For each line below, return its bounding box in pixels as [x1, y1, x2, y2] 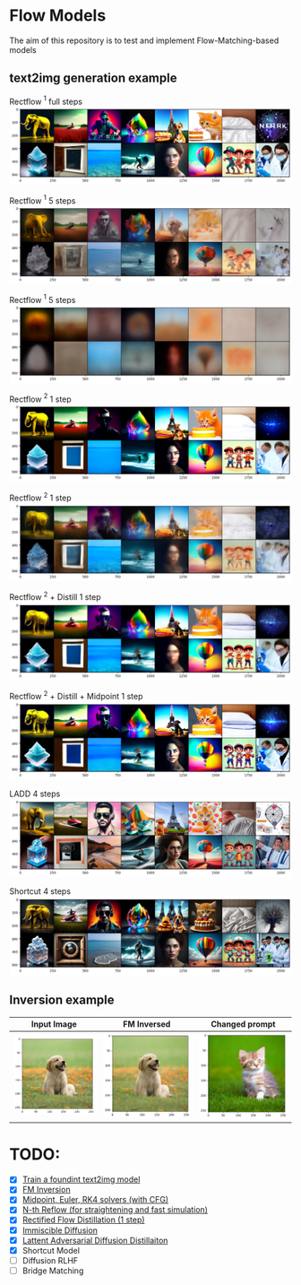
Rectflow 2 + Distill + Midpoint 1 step [9, 690, 143, 701]
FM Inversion [21, 1185, 71, 1195]
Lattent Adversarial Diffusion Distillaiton [21, 1235, 168, 1246]
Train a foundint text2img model [21, 1174, 141, 1185]
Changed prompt [210, 1019, 276, 1029]
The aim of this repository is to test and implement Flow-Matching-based [9, 35, 279, 46]
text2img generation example [9, 71, 177, 86]
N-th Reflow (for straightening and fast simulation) [21, 1204, 209, 1215]
